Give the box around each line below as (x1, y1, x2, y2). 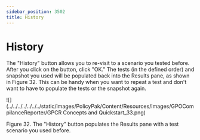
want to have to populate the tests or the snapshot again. (6, 85, 146, 92)
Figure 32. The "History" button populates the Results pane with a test (6, 120, 179, 128)
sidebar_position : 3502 (6, 8, 66, 15)
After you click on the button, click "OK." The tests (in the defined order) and (6, 66, 195, 73)
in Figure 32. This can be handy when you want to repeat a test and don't (6, 79, 187, 86)
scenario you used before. (6, 127, 71, 134)
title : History (6, 14, 44, 20)
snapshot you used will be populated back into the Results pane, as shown (6, 72, 190, 79)
